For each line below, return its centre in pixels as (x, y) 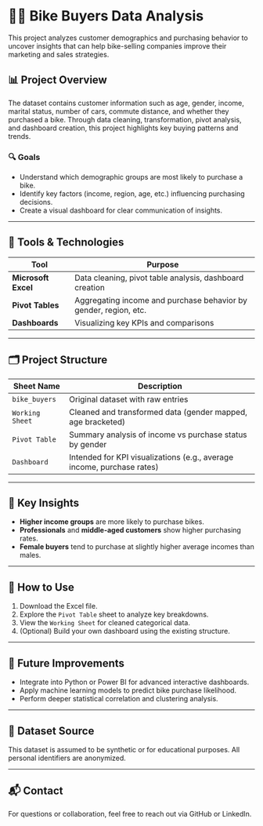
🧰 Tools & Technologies (66, 242)
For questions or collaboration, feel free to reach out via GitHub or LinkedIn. (130, 813)
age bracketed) (97, 421)
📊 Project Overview (58, 80)
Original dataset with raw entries (129, 399)
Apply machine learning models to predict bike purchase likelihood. (128, 690)
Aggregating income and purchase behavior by (161, 300)
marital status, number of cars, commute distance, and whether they (119, 111)
